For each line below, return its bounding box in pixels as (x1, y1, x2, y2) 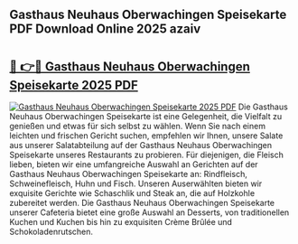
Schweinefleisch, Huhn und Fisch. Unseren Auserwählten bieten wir (9, 178, 263, 189)
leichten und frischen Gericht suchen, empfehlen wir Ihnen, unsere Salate (9, 130, 284, 141)
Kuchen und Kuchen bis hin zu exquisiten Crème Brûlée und (9, 217, 233, 227)
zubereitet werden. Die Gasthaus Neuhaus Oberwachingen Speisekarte (9, 198, 275, 208)
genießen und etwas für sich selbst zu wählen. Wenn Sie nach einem (9, 121, 266, 131)
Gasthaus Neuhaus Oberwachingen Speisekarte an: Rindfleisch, (9, 169, 248, 179)
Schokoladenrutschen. (9, 226, 93, 237)
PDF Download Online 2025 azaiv (9, 22, 201, 37)
